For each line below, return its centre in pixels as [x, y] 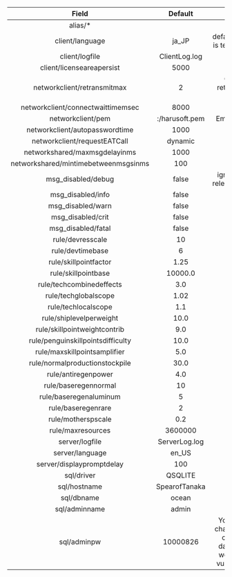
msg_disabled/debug [80, 179]
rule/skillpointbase [80, 273]
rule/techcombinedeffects [80, 284]
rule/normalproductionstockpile [80, 363]
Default [181, 13]
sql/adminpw [80, 542]
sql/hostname [80, 486]
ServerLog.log [181, 442]
